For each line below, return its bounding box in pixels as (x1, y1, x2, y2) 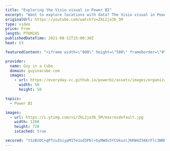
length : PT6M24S (5, 31, 39, 36)
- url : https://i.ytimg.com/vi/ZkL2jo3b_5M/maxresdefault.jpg (10, 115, 144, 120)
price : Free (5, 26, 30, 31)
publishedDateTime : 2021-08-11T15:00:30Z (5, 36, 94, 41)
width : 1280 (14, 120, 39, 125)
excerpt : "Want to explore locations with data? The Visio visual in (5, 12, 155, 17)
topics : (5, 96, 22, 101)
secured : (5, 138, 24, 143)
